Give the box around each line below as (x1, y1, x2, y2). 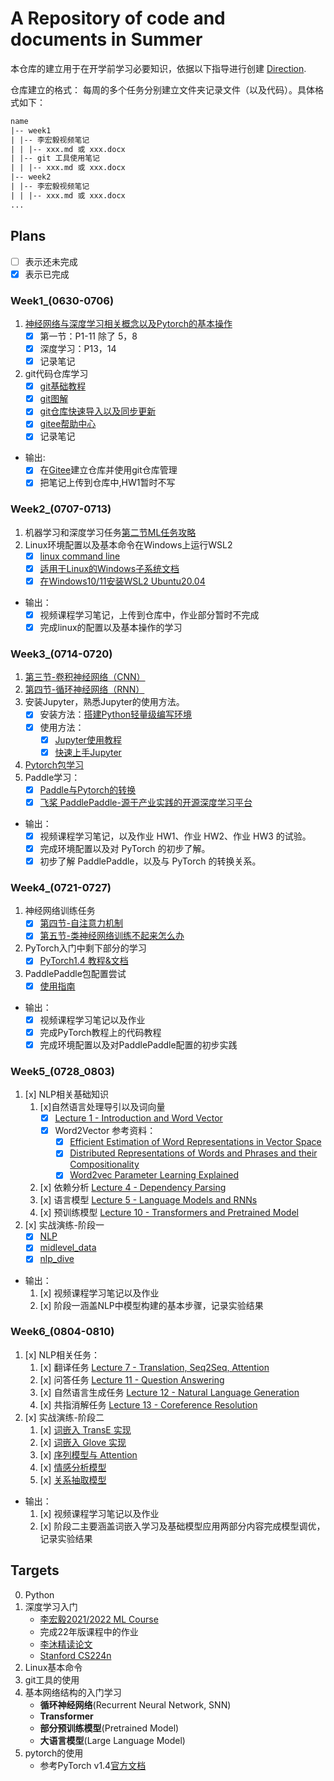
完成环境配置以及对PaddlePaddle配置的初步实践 (39, 1038, 238, 1051)
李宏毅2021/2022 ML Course (39, 1613, 159, 1625)
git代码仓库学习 (24, 368, 89, 380)
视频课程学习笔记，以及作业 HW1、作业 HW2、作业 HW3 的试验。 (39, 830, 312, 842)
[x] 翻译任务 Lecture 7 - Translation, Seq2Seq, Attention (39, 1361, 270, 1373)
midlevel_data (39, 1242, 97, 1254)
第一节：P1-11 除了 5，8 (39, 330, 138, 342)
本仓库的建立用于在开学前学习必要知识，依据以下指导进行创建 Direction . (10, 62, 307, 74)
